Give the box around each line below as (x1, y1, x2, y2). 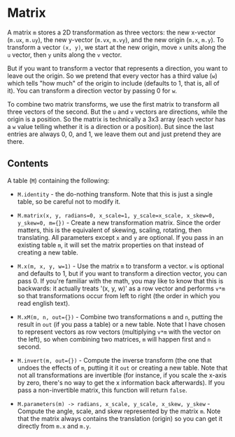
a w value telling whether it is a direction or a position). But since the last (7, 122, 215, 130)
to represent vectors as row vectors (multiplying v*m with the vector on (17, 328, 221, 336)
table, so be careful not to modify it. (17, 197, 121, 206)
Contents (7, 158, 49, 170)
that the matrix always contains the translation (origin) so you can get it (17, 414, 222, 422)
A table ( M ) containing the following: (7, 176, 110, 184)
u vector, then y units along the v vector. (7, 51, 122, 59)
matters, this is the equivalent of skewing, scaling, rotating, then (17, 226, 202, 234)
